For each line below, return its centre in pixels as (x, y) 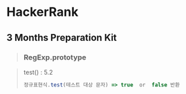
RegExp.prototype (55, 57)
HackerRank (43, 12)
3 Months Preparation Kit (62, 38)
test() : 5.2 (38, 72)
